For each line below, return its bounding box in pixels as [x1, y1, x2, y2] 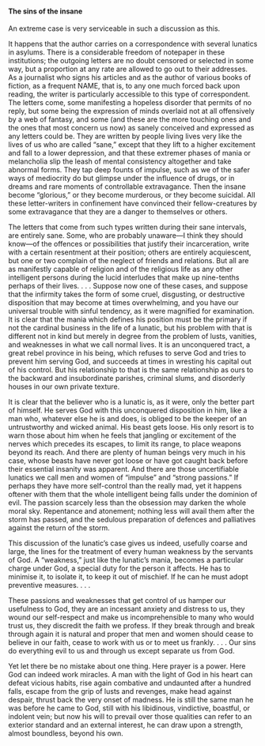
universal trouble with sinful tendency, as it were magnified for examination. [8, 307, 255, 316]
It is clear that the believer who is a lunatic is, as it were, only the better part [8, 397, 255, 407]
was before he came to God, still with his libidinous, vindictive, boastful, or [8, 703, 251, 713]
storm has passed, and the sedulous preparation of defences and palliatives [8, 514, 256, 525]
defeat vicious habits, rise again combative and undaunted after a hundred [8, 678, 252, 688]
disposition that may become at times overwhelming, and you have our [8, 298, 239, 307]
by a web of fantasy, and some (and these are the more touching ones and [8, 115, 252, 124]
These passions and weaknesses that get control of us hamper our [8, 596, 227, 605]
